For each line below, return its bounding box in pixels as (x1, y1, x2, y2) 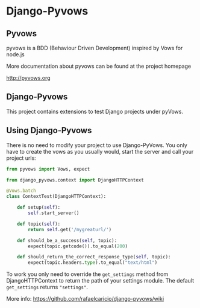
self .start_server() (28, 210, 80, 216)
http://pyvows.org (6, 74, 51, 81)
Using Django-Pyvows (6, 125, 92, 136)
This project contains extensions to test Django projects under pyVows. (6, 108, 184, 115)
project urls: (6, 154, 36, 162)
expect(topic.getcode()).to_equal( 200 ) (28, 243, 128, 249)
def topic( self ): (17, 221, 61, 227)
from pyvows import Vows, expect (6, 166, 90, 172)
